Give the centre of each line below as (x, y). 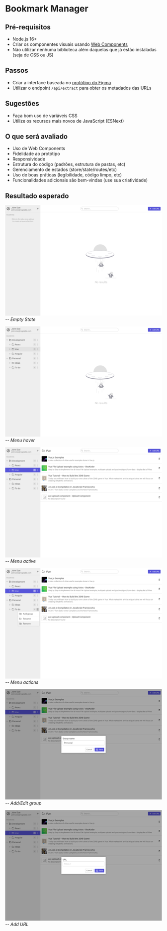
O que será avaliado (37, 137)
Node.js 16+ (25, 39)
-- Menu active (21, 561)
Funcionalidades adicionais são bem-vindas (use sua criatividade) (80, 180)
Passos (17, 71)
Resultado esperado (37, 196)
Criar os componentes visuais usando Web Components (70, 44)
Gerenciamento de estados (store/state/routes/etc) (65, 169)
